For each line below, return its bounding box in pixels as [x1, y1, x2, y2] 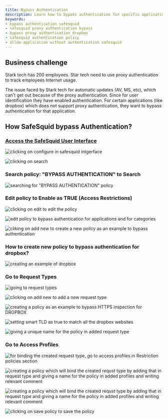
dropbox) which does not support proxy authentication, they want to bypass [5, 102, 162, 108]
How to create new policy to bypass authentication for [5, 243, 139, 250]
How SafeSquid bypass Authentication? [5, 122, 132, 130]
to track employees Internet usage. [5, 77, 77, 83]
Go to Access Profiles [5, 341, 59, 348]
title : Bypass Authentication [5, 7, 68, 12]
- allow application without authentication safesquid [5, 40, 122, 45]
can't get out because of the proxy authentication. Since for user [5, 92, 138, 98]
